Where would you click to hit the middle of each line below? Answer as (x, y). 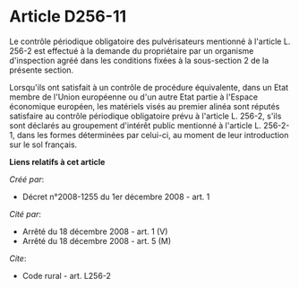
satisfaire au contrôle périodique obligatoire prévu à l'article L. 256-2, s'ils (145, 116)
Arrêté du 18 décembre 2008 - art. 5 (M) (97, 240)
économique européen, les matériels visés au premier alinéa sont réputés (145, 106)
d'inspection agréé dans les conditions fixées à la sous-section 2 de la (139, 60)
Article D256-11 (68, 17)
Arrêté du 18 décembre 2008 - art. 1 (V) (95, 231)
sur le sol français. (43, 144)
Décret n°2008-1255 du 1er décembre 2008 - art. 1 (116, 196)
